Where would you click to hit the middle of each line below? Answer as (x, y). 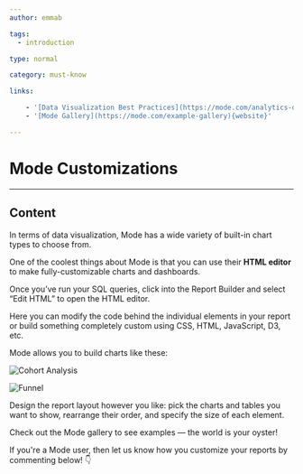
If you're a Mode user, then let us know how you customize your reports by (149, 450)
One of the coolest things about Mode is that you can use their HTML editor (150, 262)
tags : (19, 34)
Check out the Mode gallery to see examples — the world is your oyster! (143, 432)
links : (22, 91)
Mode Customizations (94, 168)
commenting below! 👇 (50, 460)
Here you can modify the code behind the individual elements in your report (150, 316)
